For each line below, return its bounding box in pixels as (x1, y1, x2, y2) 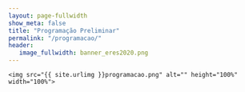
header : (8, 42, 34, 50)
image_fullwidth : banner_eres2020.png (18, 49, 149, 57)
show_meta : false (8, 19, 66, 27)
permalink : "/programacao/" (8, 34, 102, 42)
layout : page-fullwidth (8, 11, 88, 20)
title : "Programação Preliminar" (8, 26, 120, 34)
